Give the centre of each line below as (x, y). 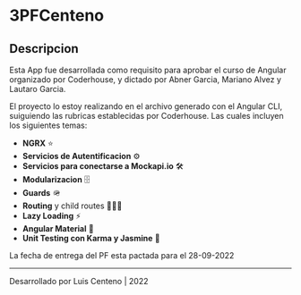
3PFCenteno (57, 16)
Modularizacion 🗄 (56, 179)
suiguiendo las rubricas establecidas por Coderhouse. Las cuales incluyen (146, 116)
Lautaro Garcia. (38, 89)
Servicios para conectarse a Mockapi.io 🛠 (103, 166)
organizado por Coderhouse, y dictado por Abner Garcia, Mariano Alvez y (146, 80)
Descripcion (44, 49)
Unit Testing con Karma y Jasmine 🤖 (91, 238)
